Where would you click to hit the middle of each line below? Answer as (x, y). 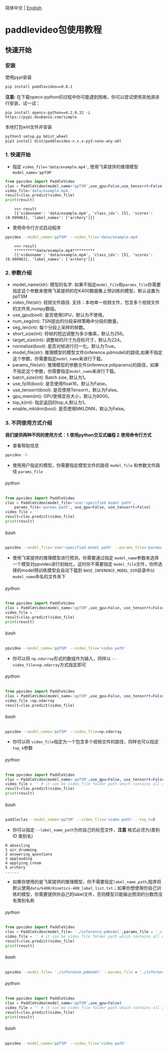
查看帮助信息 (25, 445)
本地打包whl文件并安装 (29, 127)
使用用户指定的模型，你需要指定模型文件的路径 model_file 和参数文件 (84, 465)
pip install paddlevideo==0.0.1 (39, 87)
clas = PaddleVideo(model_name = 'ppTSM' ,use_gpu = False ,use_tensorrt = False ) (85, 186)
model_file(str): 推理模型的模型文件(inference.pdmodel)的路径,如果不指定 (87, 353)
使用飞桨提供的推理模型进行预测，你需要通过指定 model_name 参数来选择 (85, 558)
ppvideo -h (16, 455)
